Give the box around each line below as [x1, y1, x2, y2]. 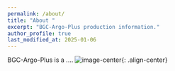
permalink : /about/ [7, 10, 65, 18]
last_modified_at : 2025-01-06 [7, 37, 97, 44]
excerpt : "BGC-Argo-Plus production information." [7, 23, 160, 30]
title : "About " [7, 17, 55, 24]
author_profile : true [7, 30, 72, 37]
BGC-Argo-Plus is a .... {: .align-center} [7, 56, 168, 64]
